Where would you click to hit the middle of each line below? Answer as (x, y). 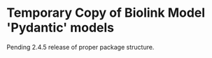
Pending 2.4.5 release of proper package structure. (80, 47)
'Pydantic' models (61, 28)
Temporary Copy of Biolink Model (106, 13)
